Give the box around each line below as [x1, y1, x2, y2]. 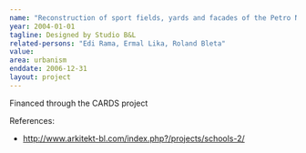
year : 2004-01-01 [9, 22, 76, 31]
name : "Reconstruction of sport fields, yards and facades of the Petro [9, 13, 291, 23]
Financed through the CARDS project [9, 97, 148, 108]
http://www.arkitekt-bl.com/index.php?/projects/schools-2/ [22, 133, 246, 144]
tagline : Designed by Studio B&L [9, 30, 137, 39]
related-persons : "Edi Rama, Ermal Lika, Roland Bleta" [9, 38, 226, 48]
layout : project [9, 73, 71, 82]
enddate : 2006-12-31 [9, 65, 88, 74]
